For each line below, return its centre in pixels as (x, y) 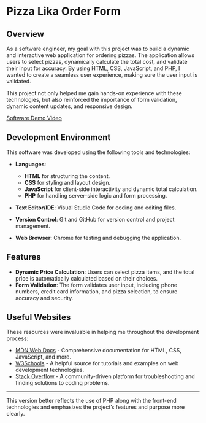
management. (33, 226)
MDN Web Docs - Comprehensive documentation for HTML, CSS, (98, 351)
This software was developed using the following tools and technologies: (98, 152)
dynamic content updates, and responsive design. (70, 106)
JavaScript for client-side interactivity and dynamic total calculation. (111, 189)
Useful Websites (39, 317)
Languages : (31, 164)
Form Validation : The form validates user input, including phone (96, 285)
